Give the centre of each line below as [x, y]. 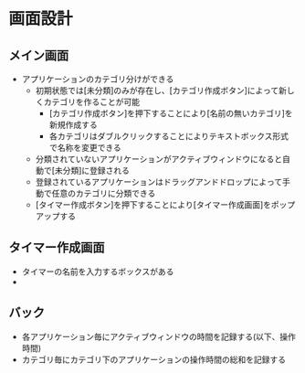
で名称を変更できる [85, 148]
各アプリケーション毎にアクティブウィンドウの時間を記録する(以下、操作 [159, 336]
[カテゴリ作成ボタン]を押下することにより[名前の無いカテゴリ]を [171, 113]
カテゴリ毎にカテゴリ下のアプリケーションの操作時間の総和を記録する [154, 359]
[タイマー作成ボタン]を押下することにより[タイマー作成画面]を [153, 205]
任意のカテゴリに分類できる [104, 193]
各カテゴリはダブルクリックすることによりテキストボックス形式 [169, 136]
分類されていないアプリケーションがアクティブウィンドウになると [159, 159]
